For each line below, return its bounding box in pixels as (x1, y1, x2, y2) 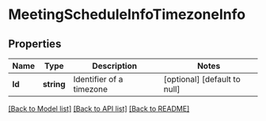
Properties (8, 37, 62, 51)
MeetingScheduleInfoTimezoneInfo (8, 6, 246, 24)
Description (92, 61, 137, 71)
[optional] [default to (163, 74, 241, 85)
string (42, 79, 66, 89)
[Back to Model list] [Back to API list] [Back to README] (8, 104, 190, 113)
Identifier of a (73, 74, 123, 85)
